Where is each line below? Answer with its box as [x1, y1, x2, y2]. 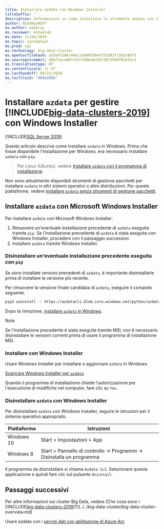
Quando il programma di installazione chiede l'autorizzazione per [5, 380, 136, 385]
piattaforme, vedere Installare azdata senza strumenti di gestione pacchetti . [5, 188, 157, 194]
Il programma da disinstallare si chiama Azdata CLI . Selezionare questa [5, 466, 148, 472]
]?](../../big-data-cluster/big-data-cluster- [73, 504, 157, 510]
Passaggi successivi [5, 485, 69, 494]
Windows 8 [7, 451, 34, 457]
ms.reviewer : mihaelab [5, 30, 51, 35]
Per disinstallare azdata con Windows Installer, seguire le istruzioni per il [5, 409, 150, 414]
